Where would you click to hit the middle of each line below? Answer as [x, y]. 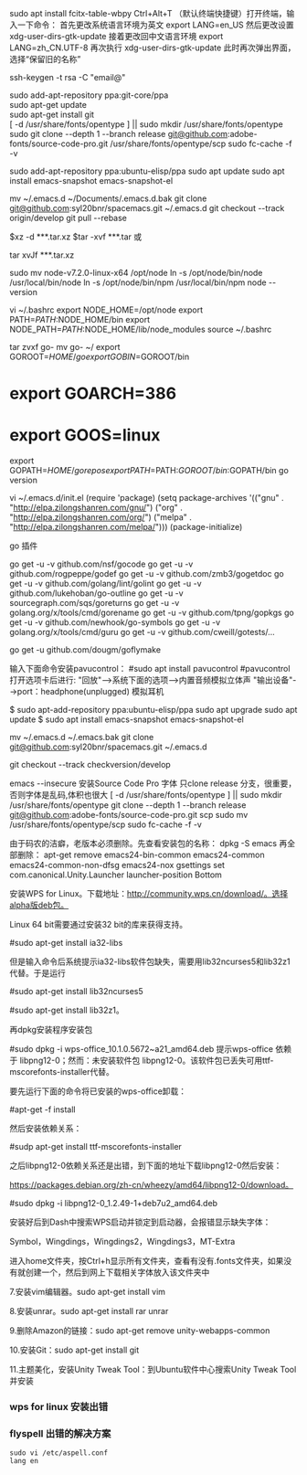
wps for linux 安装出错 [59, 1407]
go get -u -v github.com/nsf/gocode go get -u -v [101, 564]
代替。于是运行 [37, 973]
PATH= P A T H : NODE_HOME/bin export [80, 319]
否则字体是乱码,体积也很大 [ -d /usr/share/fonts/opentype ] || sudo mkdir [146, 795]
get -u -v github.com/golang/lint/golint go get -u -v [106, 584]
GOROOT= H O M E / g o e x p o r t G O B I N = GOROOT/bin [100, 356]
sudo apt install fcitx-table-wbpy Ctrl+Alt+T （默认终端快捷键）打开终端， [148, 13]
